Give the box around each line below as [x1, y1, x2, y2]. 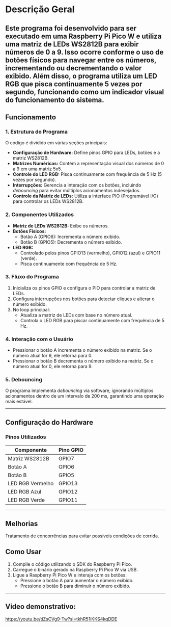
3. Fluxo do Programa [5, 273, 60, 280]
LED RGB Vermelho [8, 480, 54, 487]
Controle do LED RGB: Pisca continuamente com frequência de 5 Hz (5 [12, 171, 162, 177]
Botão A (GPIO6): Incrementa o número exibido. [20, 233, 121, 240]
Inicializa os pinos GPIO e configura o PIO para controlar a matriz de [12, 284, 156, 291]
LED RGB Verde [8, 497, 45, 504]
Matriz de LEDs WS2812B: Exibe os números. [12, 223, 109, 229]
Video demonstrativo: [5, 603, 76, 611]
